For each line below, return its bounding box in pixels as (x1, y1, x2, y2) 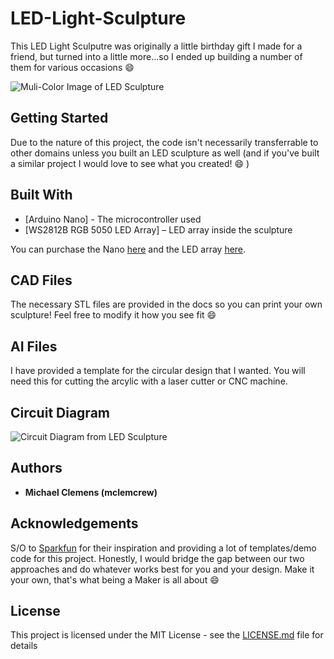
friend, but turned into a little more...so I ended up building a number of (10, 50, 303, 62)
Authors (10, 460, 63, 477)
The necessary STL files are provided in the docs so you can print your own (10, 298, 323, 311)
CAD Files (10, 272, 73, 289)
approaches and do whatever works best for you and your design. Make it (10, 563, 315, 575)
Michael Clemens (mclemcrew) (24, 486, 158, 498)
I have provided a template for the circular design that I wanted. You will (10, 365, 306, 377)
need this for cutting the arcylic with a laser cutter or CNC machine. (10, 375, 288, 387)
